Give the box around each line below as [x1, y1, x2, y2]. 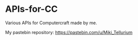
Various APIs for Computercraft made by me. [5, 20, 97, 26]
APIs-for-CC [5, 3, 58, 15]
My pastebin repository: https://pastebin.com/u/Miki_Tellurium [5, 29, 133, 35]
